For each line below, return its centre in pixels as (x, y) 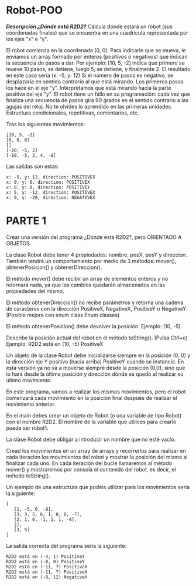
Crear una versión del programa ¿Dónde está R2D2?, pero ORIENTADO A (94, 237)
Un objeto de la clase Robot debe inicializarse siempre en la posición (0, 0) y (98, 355)
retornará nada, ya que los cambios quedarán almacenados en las (86, 285)
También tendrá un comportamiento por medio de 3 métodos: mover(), (91, 261)
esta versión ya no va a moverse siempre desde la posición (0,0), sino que (96, 368)
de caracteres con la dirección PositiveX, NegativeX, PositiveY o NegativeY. (97, 308)
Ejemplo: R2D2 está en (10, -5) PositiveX (55, 343)
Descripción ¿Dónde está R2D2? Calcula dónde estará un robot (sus (89, 26)
